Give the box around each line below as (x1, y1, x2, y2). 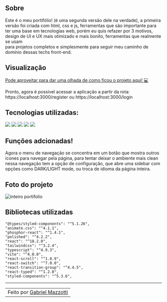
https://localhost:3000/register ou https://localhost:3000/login (5, 94, 133, 100)
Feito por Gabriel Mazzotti (7, 289, 68, 296)
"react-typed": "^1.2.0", (5, 269, 59, 274)
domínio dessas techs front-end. (5, 49, 72, 55)
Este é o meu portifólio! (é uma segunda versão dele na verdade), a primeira (5, 17, 161, 23)
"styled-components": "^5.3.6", (5, 274, 72, 279)
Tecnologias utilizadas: (5, 108, 79, 117)
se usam (5, 38, 23, 44)
